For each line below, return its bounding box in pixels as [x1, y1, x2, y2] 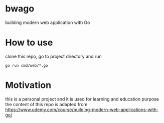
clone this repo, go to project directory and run [5, 53, 102, 59]
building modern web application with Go [5, 19, 90, 25]
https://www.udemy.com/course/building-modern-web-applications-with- [5, 107, 159, 113]
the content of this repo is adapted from [5, 101, 88, 107]
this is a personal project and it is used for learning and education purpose [5, 96, 159, 102]
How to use [5, 37, 53, 48]
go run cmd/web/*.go [5, 63, 49, 68]
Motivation [5, 80, 52, 91]
